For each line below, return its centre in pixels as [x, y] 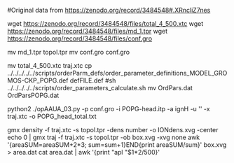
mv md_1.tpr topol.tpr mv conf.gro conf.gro [69, 52]
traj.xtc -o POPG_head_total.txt [52, 116]
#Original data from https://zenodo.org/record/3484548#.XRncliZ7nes [109, 10]
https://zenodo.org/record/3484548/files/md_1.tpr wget [88, 31]
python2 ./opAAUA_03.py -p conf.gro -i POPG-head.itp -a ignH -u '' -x [109, 109]
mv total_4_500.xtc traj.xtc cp [50, 65]
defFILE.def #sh [93, 80]
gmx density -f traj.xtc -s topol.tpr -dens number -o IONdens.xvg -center [113, 130]
